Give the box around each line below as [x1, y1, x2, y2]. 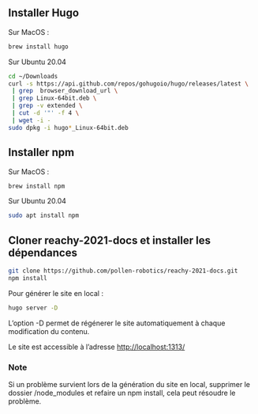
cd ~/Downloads [8, 72, 58, 80]
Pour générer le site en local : [8, 288, 104, 298]
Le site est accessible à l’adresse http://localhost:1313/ [8, 342, 185, 351]
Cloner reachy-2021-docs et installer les [8, 234, 211, 247]
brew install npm [8, 182, 65, 190]
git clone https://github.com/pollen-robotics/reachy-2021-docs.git [8, 267, 238, 275]
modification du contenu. [8, 326, 90, 336]
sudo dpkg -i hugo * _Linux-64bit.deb [8, 123, 129, 131]
